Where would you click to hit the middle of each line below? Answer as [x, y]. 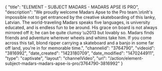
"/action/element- [126, 58]
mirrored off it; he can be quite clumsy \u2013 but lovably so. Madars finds [80, 33]
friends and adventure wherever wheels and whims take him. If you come [78, 38]
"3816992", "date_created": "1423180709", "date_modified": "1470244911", [80, 53]
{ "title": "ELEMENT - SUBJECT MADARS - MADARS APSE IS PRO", [72, 7]
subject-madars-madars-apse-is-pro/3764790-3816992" [63, 63]
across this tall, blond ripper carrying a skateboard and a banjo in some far [80, 43]
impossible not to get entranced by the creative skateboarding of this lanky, [81, 17]
